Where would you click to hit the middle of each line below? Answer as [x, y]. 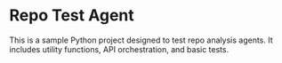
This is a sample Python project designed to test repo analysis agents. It [141, 40]
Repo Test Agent [72, 16]
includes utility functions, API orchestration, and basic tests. [119, 49]
